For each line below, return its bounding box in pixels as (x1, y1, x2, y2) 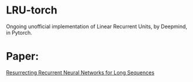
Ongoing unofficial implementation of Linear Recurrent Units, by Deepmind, (6, 23, 188, 30)
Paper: (6, 50, 39, 63)
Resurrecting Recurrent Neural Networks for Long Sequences (6, 69, 155, 76)
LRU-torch (6, 4, 57, 17)
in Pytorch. (6, 29, 32, 36)
